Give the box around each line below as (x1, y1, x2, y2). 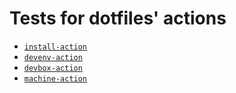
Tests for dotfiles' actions (9, 7, 227, 30)
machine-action (23, 73, 88, 84)
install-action (23, 42, 88, 52)
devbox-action (23, 63, 83, 73)
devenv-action (23, 52, 83, 62)
